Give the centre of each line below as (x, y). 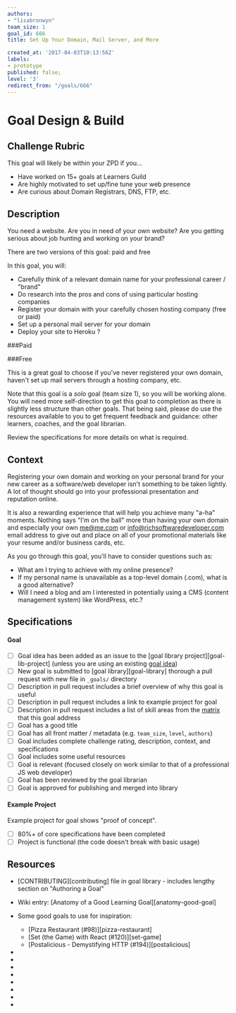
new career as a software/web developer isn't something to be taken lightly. (117, 484)
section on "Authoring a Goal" (61, 889)
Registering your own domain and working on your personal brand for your (116, 477)
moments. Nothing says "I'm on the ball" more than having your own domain (118, 520)
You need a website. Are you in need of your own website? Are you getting (116, 231)
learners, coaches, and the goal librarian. (67, 424)
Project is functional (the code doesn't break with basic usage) (108, 842)
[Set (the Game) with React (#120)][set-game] (95, 937)
